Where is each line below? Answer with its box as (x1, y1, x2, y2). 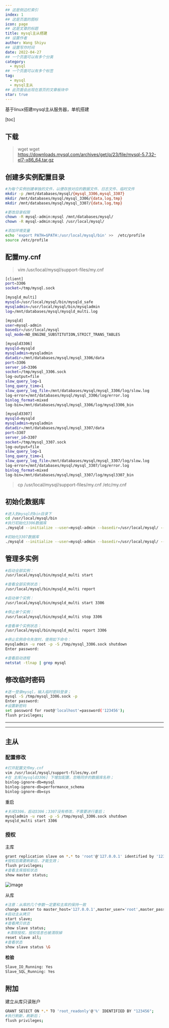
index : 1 (5, 12, 24, 17)
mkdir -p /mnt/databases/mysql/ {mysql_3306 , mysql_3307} (5, 191, 125, 196)
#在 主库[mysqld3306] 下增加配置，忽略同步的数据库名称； (5, 775, 114, 780)
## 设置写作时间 (5, 45, 35, 50)
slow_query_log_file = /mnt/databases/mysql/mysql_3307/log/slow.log (5, 458, 150, 464)
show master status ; (5, 872, 49, 878)
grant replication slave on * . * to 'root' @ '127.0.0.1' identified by (5, 854, 154, 859)
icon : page (5, 21, 28, 27)
